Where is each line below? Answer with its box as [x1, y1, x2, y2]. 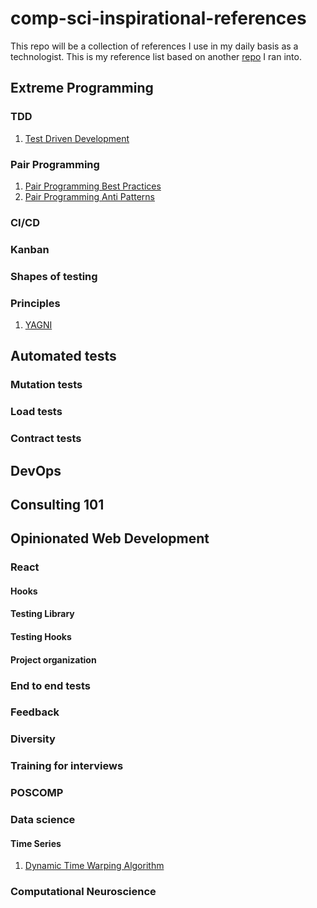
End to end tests [10, 678, 91, 692]
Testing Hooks [10, 631, 72, 643]
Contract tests [10, 432, 82, 446]
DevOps [10, 462, 62, 479]
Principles [10, 296, 61, 310]
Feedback [10, 705, 60, 719]
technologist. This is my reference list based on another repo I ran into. [10, 50, 302, 62]
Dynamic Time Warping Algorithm [24, 860, 165, 872]
